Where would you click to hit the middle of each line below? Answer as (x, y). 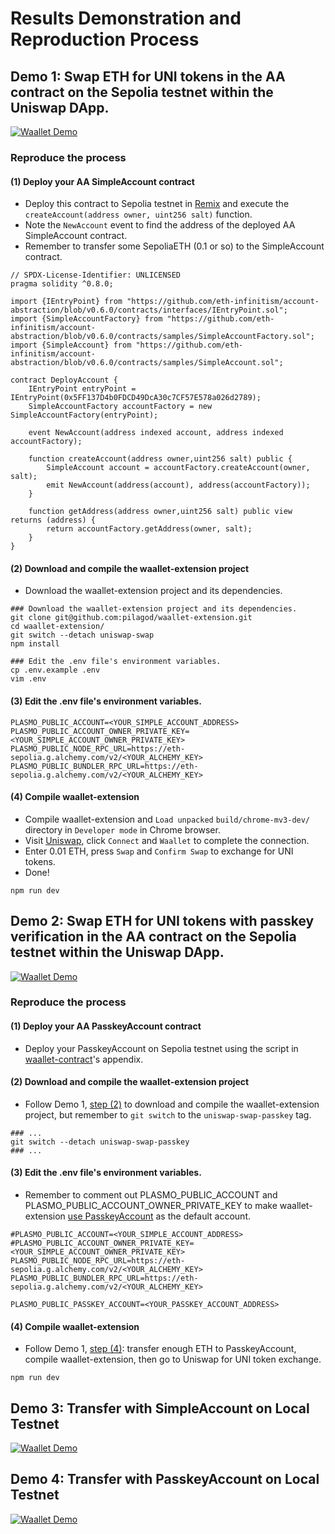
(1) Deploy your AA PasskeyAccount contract (106, 1026)
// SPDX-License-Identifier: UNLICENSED (96, 275)
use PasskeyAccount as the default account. (159, 1216)
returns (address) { (53, 520)
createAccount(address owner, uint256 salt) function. (138, 214)
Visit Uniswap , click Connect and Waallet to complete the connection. (167, 840)
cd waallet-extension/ (57, 627)
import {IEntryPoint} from (66, 302)
